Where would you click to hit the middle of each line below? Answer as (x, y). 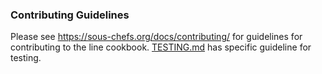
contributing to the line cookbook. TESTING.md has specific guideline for (161, 47)
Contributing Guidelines (70, 15)
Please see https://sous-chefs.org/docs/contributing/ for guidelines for (156, 37)
